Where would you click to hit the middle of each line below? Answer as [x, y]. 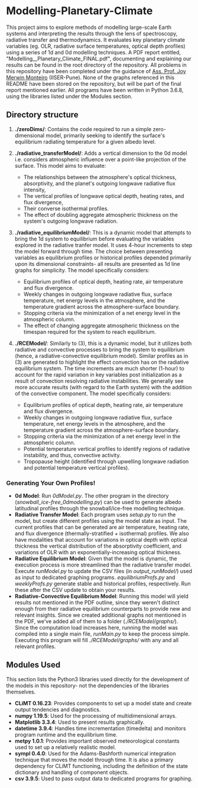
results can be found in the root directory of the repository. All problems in [97, 65]
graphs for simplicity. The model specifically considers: [82, 270]
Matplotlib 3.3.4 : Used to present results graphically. [79, 722]
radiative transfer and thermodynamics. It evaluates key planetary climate [95, 40]
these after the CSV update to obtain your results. [75, 590]
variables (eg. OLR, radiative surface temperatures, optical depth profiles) [96, 46]
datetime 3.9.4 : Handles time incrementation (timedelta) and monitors [100, 728]
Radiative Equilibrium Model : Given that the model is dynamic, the [96, 559]
